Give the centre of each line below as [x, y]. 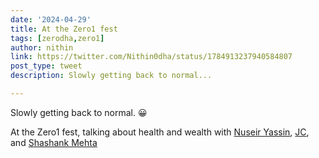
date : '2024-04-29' [51, 19]
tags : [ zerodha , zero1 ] [57, 38]
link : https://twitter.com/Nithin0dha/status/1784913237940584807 [151, 57]
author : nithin [42, 47]
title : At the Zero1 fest [64, 29]
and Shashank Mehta [54, 142]
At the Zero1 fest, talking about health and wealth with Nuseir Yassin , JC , [160, 132]
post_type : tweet [46, 66]
